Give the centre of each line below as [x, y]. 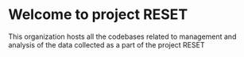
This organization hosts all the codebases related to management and [122, 36]
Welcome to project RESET [98, 15]
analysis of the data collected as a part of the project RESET [107, 44]
